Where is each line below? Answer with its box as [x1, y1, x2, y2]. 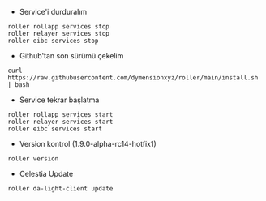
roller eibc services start [7, 125, 103, 133]
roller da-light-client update [7, 185, 114, 193]
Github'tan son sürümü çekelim [19, 51, 124, 60]
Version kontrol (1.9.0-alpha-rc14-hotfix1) [19, 139, 157, 148]
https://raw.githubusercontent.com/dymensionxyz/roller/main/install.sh [7, 74, 259, 82]
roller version [7, 155, 59, 163]
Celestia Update [19, 169, 74, 178]
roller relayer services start [7, 118, 114, 126]
